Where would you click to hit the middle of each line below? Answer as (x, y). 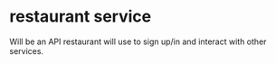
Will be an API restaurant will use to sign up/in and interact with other (138, 41)
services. (26, 50)
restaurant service (81, 17)
